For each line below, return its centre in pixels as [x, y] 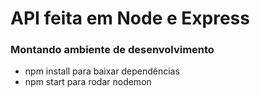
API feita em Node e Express [130, 18]
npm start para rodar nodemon [88, 82]
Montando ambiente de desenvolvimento [112, 50]
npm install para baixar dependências [102, 71]
